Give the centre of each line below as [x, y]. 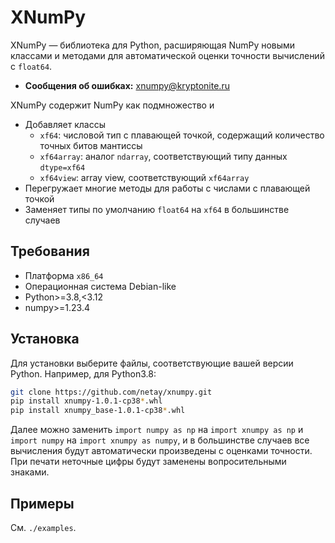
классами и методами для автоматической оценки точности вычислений [167, 55]
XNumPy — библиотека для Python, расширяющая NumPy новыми [153, 45]
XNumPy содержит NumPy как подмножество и [112, 105]
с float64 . [31, 66]
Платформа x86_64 [64, 275]
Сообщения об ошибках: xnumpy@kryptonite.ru [127, 85]
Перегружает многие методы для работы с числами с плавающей [167, 188]
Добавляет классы [65, 124]
